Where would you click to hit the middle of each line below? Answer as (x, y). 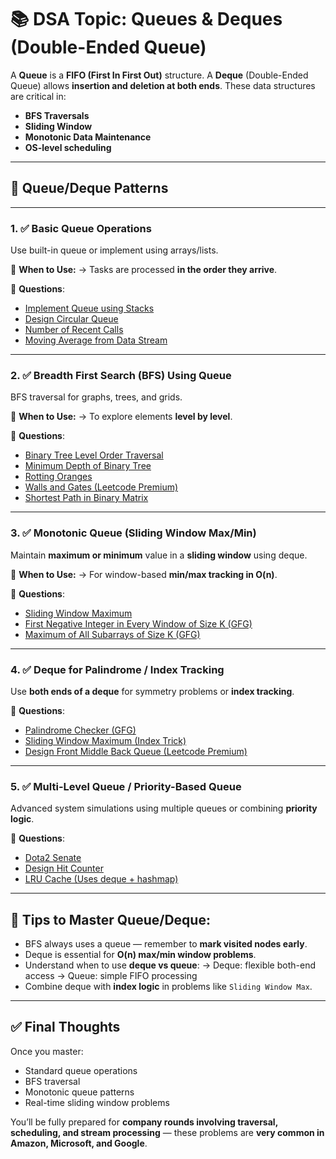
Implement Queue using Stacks (89, 308)
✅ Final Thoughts (65, 1027)
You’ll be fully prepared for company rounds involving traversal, (144, 1122)
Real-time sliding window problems (97, 1102)
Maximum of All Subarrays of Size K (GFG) (112, 634)
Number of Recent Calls (74, 330)
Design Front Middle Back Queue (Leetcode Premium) (136, 751)
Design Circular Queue (71, 319)
